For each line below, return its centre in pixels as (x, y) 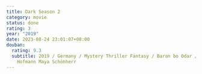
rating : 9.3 (27, 51)
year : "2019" (23, 34)
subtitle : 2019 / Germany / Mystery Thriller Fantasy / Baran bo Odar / (105, 56)
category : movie (26, 17)
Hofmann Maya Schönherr (47, 61)
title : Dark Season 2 (33, 12)
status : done (23, 23)
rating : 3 (19, 28)
